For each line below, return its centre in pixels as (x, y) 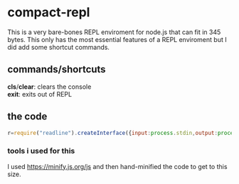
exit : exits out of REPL (40, 94)
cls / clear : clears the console (49, 87)
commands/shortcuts (57, 69)
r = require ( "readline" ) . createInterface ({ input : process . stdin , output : (113, 133)
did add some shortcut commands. (59, 47)
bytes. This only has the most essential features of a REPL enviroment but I (117, 39)
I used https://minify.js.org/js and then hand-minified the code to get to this (117, 166)
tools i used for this (41, 151)
